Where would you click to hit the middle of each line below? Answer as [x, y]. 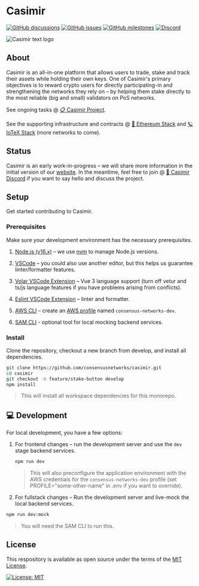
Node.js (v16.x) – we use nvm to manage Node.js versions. [87, 251]
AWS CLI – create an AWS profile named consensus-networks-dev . [95, 310]
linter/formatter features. [45, 269]
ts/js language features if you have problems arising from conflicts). [98, 287]
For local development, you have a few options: [64, 433]
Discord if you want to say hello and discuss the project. [75, 178]
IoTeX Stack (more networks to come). [53, 132]
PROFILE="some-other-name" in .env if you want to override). [106, 486]
